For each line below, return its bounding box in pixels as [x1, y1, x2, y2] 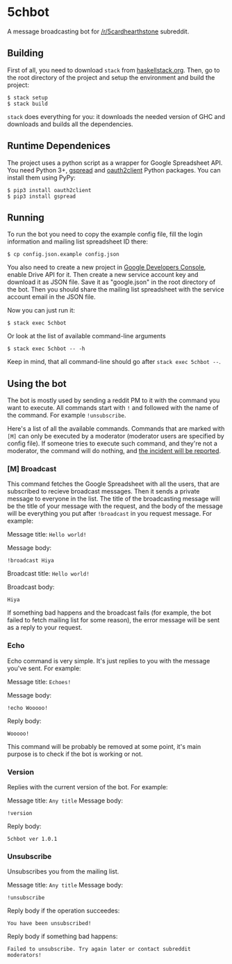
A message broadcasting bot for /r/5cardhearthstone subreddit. [7, 27, 190, 35]
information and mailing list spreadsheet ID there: [7, 237, 148, 246]
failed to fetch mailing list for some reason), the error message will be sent [7, 616, 220, 624]
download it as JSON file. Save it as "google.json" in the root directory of [7, 278, 216, 286]
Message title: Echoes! [7, 677, 72, 686]
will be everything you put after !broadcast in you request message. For [7, 509, 213, 518]
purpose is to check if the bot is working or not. [7, 750, 143, 758]
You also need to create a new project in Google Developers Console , [7, 263, 206, 271]
